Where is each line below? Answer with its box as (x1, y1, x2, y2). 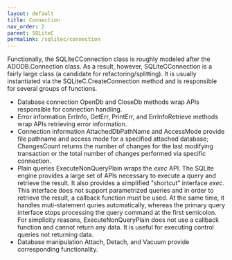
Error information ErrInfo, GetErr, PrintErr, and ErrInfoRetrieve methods (17, 112, 219, 121)
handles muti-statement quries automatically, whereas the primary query (17, 201, 226, 209)
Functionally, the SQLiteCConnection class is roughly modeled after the (7, 55, 211, 63)
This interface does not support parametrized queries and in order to (17, 187, 214, 195)
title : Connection (7, 17, 60, 24)
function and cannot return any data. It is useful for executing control (17, 223, 215, 232)
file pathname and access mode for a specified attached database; (17, 135, 209, 143)
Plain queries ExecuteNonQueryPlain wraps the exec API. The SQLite (17, 164, 215, 173)
